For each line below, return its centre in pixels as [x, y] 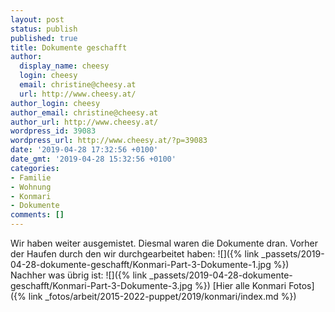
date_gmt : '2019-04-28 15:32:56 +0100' [93, 159]
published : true [44, 38]
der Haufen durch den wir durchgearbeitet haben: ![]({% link [135, 254]
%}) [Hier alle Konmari [240, 285]
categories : [35, 168]
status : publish [44, 29]
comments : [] [37, 215]
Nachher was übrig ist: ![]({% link [79, 275]
